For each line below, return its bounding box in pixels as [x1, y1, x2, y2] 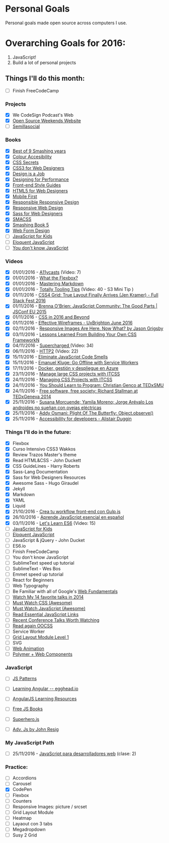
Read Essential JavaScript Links [12, 611, 79, 617]
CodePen [12, 786, 32, 792]
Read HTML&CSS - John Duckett [12, 457, 81, 463]
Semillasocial [12, 123, 40, 129]
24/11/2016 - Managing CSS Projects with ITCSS [12, 376, 113, 382]
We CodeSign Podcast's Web [12, 112, 74, 118]
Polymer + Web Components [12, 651, 73, 657]
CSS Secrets [12, 159, 39, 165]
